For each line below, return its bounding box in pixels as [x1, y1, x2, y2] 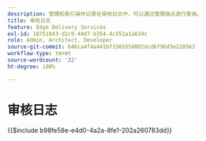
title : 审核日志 [7, 17, 51, 24]
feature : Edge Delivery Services [7, 23, 107, 30]
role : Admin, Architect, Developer [7, 37, 113, 44]
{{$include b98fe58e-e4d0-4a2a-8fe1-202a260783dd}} [7, 125, 173, 135]
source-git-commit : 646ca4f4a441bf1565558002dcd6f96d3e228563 [7, 43, 195, 50]
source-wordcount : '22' [7, 57, 78, 64]
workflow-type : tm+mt [7, 50, 72, 57]
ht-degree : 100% [7, 63, 55, 70]
